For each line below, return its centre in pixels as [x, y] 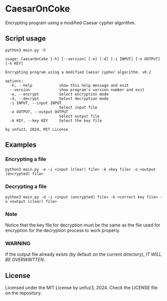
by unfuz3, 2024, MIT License [37, 129]
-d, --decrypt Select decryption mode [59, 99]
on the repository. [24, 293]
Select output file [79, 116]
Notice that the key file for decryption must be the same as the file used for [83, 225]
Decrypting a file [26, 187]
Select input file [78, 107]
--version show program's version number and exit [77, 90]
